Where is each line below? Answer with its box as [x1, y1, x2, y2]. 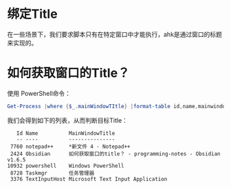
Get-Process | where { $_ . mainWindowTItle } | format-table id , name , [7, 103, 199, 110]
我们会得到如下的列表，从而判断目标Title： [7, 116, 129, 124]
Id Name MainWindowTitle [16, 129, 115, 137]
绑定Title [7, 6, 58, 22]
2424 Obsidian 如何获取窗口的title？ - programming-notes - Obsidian [10, 150, 221, 157]
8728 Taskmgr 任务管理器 [10, 169, 95, 177]
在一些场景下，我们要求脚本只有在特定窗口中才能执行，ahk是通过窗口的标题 [7, 30, 222, 38]
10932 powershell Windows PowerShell [7, 162, 125, 169]
